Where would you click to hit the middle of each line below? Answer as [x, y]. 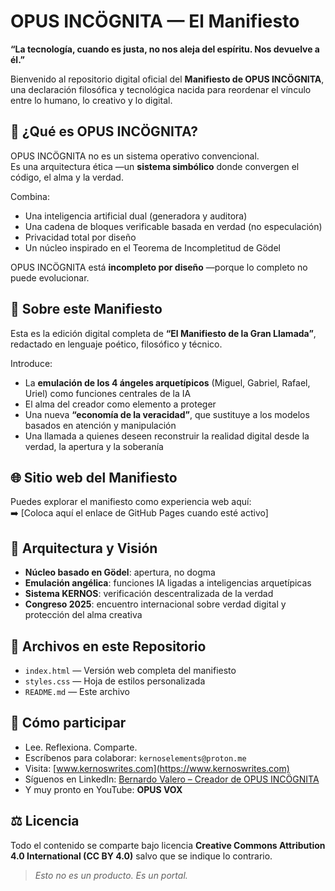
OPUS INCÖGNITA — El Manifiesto [155, 21]
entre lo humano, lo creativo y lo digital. [91, 100]
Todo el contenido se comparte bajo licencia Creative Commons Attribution [168, 845]
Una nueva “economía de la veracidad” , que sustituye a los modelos [167, 414]
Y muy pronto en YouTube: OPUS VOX [103, 789]
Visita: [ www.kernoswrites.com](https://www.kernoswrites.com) [157, 768]
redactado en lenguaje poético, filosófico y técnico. [116, 344]
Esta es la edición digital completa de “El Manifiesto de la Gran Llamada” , [163, 333]
